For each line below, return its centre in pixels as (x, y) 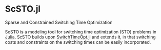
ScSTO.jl (23, 9)
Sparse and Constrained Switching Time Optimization (59, 22)
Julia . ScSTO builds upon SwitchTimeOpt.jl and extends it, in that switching (80, 37)
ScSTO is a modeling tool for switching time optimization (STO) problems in (81, 32)
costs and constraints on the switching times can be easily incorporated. (78, 42)
